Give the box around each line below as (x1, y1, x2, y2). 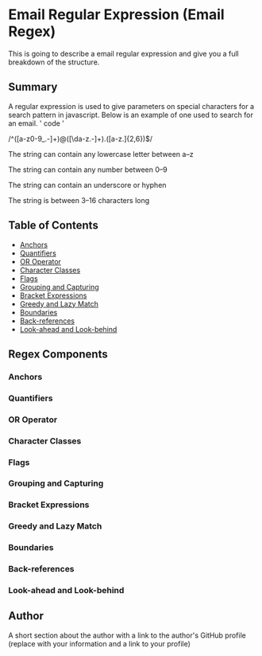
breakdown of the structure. (8, 57, 100, 67)
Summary (8, 80, 58, 94)
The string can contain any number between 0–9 (8, 165, 168, 174)
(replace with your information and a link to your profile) (8, 638, 191, 648)
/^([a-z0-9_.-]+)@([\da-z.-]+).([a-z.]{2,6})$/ (8, 134, 153, 143)
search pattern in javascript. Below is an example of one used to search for (8, 110, 254, 119)
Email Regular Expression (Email (8, 6, 225, 24)
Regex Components (8, 347, 109, 361)
